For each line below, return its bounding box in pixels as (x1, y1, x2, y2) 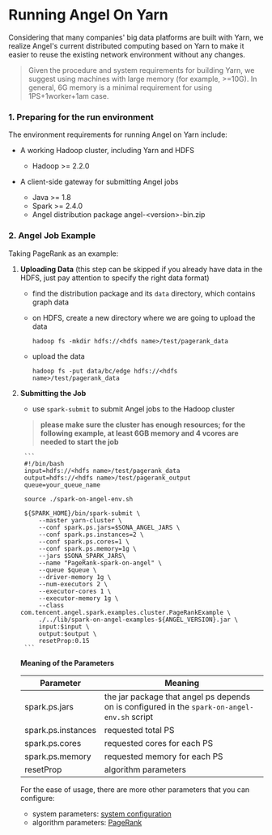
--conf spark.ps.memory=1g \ (38, 544, 137, 552)
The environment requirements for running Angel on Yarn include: (8, 130, 228, 139)
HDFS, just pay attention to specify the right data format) (19, 273, 210, 283)
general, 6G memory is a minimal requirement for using (28, 83, 213, 92)
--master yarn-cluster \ (38, 516, 123, 524)
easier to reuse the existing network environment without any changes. (8, 49, 245, 59)
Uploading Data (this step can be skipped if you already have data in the (19, 264, 263, 274)
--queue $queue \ (38, 565, 97, 574)
